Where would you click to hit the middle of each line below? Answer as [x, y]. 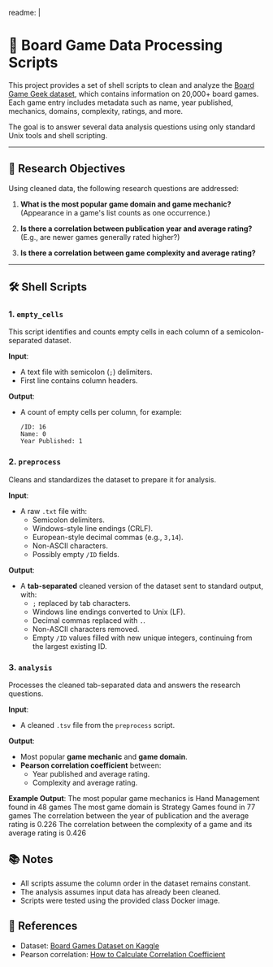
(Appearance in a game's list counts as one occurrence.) [115, 212]
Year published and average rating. [91, 774]
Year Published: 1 [51, 442]
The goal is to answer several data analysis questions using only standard [132, 127]
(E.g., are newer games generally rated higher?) [100, 237]
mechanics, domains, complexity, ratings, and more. [96, 111]
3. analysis [30, 667]
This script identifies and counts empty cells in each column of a [117, 332]
